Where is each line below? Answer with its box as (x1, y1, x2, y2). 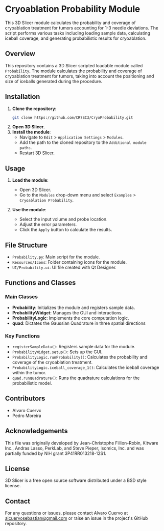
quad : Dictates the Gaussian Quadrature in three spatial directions (12, 320, 146, 326)
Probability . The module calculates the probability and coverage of (5, 68, 142, 74)
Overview (5, 50, 36, 58)
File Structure (5, 241, 47, 249)
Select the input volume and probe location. (19, 216, 108, 222)
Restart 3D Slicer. (19, 150, 55, 156)
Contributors (5, 394, 46, 403)
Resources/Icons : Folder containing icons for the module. (12, 259, 127, 265)
